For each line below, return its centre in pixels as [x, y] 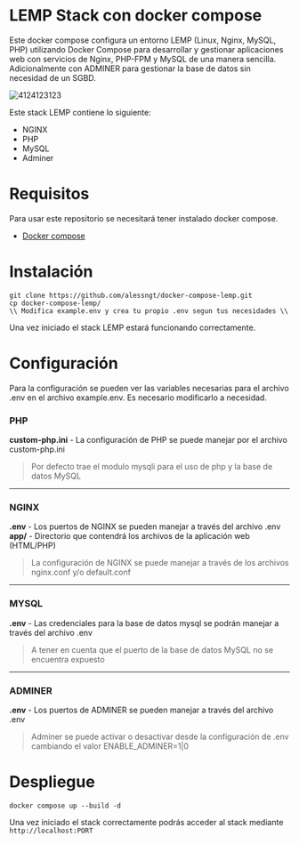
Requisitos [49, 194]
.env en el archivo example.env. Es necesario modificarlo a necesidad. [138, 398]
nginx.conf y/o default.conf [81, 572]
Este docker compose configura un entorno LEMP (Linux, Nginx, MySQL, [143, 40]
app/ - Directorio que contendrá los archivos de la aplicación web [130, 536]
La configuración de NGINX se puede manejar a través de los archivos [160, 563]
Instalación [51, 272]
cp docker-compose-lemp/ [55, 303]
